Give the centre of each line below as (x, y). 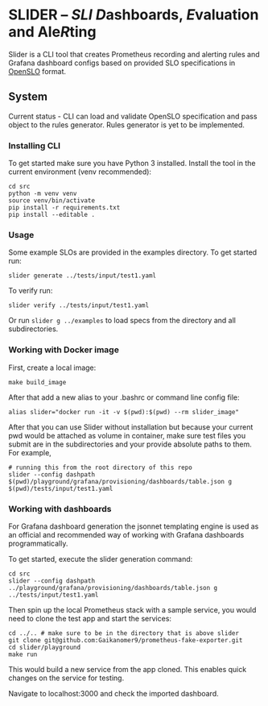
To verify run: (31, 291)
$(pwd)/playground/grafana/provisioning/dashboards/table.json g (120, 481)
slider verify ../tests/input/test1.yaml (79, 305)
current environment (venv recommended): (80, 172)
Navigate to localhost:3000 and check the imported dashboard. (113, 693)
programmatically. (38, 543)
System (28, 97)
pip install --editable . (52, 215)
